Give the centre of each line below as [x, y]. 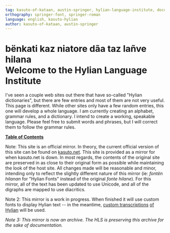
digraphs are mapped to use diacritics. [46, 190]
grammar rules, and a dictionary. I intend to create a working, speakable [80, 116]
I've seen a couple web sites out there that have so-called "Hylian [74, 95]
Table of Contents [25, 137]
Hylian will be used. [26, 210]
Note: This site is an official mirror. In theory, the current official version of [82, 147]
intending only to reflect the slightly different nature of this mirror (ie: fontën [84, 173]
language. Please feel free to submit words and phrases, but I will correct [81, 122]
